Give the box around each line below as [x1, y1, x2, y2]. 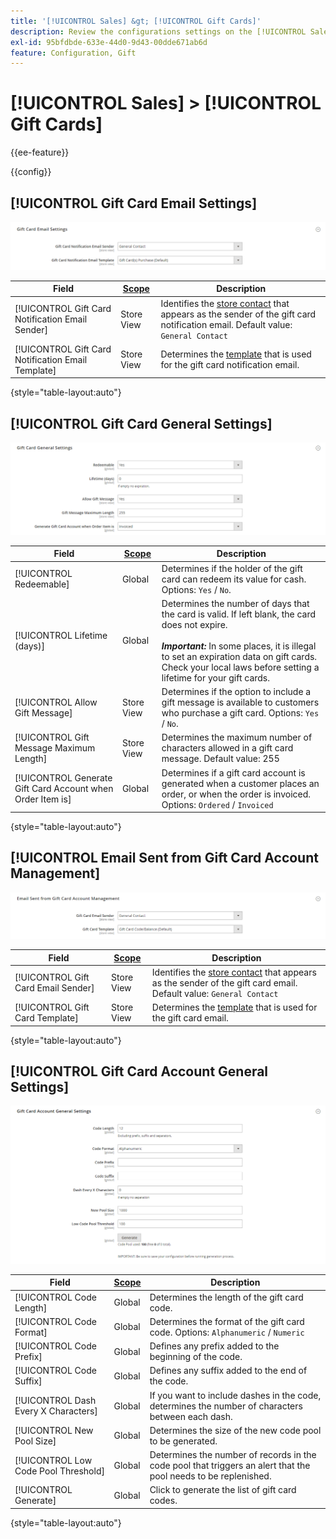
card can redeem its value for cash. [161, 573, 307, 585]
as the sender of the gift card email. [151, 976, 298, 989]
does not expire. [161, 618, 228, 630]
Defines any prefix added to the [149, 1340, 280, 1352]
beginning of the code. [149, 1351, 243, 1363]
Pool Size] [14, 1435, 57, 1447]
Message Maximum [14, 742, 96, 754]
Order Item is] [14, 793, 72, 805]
